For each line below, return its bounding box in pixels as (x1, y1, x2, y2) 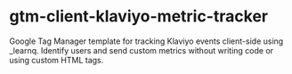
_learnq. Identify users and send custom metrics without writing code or (9, 45, 274, 55)
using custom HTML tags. (9, 54, 104, 65)
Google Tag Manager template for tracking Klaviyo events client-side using (9, 36, 284, 46)
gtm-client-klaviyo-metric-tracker (9, 6, 269, 27)
